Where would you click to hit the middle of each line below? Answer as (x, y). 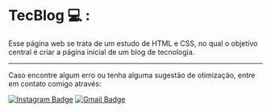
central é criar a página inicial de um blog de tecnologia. (102, 52)
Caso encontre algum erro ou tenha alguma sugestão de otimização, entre (132, 75)
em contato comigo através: (55, 83)
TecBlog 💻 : (49, 16)
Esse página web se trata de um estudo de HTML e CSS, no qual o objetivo (133, 43)
